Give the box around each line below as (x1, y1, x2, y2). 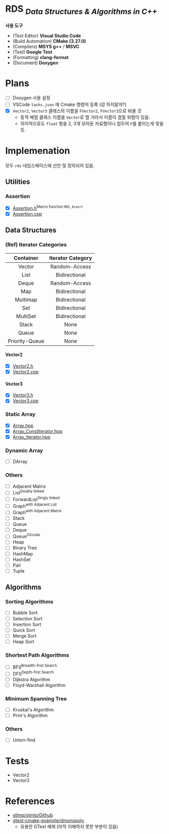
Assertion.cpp (12, 211, 42, 217)
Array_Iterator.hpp (12, 434, 51, 440)
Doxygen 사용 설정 (12, 95, 51, 101)
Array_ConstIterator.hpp (12, 428, 62, 434)
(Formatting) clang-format (12, 54, 69, 60)
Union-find (12, 737, 36, 743)
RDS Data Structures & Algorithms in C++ (5, 3, 157, 16)
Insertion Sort (12, 621, 42, 627)
